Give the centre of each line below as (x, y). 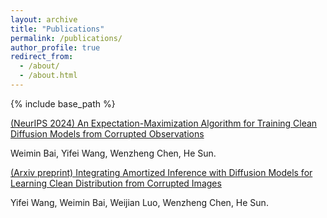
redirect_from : (42, 57)
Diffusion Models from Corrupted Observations (107, 133)
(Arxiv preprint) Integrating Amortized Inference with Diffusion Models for (161, 172)
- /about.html (48, 76)
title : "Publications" (57, 29)
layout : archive (44, 19)
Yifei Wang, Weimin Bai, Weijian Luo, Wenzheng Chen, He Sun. (139, 202)
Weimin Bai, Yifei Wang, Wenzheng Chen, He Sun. (113, 153)
